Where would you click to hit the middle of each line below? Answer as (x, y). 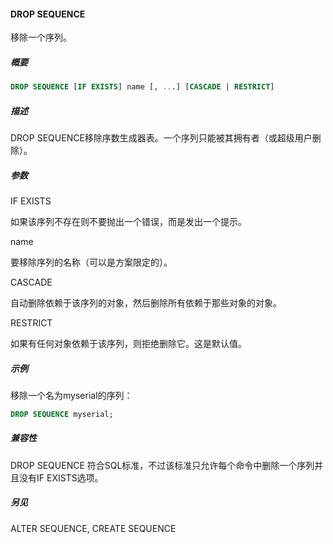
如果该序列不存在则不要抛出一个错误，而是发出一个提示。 (128, 221)
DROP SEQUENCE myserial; (62, 414)
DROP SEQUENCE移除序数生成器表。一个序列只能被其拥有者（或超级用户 (161, 138)
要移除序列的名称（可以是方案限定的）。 (91, 262)
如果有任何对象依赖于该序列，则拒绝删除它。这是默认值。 (128, 343)
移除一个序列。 (41, 37)
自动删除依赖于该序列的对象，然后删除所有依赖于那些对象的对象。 (146, 302)
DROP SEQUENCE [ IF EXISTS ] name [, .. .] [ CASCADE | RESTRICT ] (142, 87)
